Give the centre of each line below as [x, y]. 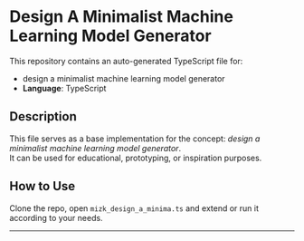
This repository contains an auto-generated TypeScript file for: [126, 61]
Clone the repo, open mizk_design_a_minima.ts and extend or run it [134, 208]
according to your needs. [56, 217]
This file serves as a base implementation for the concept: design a [135, 139]
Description [43, 116]
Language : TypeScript [64, 88]
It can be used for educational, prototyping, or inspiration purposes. [136, 158]
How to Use [43, 186]
